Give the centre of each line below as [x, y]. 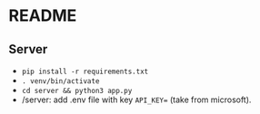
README [43, 16]
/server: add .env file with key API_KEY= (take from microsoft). [136, 100]
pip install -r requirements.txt [85, 71]
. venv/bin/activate [60, 81]
